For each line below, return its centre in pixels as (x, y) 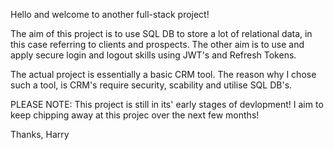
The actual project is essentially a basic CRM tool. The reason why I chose (163, 74)
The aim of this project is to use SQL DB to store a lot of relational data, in (161, 33)
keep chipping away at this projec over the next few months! (135, 115)
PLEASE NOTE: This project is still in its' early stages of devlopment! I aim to (167, 104)
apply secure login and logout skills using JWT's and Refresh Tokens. (153, 55)
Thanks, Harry (40, 134)
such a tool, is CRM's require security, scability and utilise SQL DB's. (151, 85)
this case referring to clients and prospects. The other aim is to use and (157, 44)
